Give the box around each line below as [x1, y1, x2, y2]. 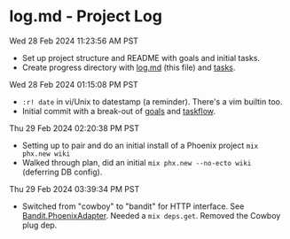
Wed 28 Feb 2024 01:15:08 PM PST [9, 79, 139, 89]
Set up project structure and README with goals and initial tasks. [21, 52, 260, 63]
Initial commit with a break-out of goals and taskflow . [21, 105, 216, 116]
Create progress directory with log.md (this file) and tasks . [21, 62, 236, 73]
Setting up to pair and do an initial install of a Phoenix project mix [21, 140, 259, 150]
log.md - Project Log [9, 6, 162, 27]
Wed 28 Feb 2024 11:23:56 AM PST [9, 35, 139, 46]
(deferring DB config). [21, 166, 103, 177]
